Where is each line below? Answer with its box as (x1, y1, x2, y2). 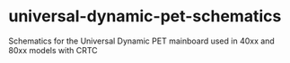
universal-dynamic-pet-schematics (8, 6, 282, 27)
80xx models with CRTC (8, 44, 98, 55)
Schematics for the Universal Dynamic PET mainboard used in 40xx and (8, 35, 275, 46)
